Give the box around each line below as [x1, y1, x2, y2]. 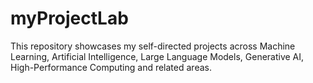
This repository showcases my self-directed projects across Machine [10, 40, 296, 52]
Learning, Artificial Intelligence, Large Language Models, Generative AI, [10, 50, 305, 62]
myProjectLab [10, 7, 129, 30]
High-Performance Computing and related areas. [10, 61, 212, 73]
